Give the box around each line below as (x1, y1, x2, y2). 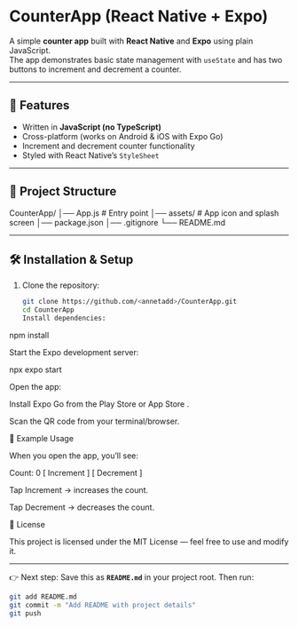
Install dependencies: (21, 313, 106, 323)
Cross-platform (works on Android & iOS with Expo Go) (21, 131, 223, 141)
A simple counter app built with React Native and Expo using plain (9, 36, 254, 46)
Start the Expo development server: (9, 347, 139, 357)
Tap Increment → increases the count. (9, 485, 149, 495)
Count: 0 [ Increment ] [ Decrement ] (9, 468, 143, 478)
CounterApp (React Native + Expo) (9, 6, 269, 27)
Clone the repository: (21, 280, 100, 290)
